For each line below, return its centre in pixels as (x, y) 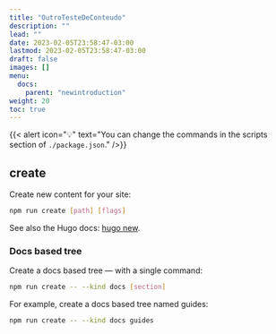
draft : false (34, 59)
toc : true (28, 109)
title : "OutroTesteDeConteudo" (68, 17)
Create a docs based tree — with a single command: (106, 270)
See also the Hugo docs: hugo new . (75, 227)
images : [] (30, 68)
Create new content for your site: (70, 194)
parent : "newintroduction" (76, 92)
